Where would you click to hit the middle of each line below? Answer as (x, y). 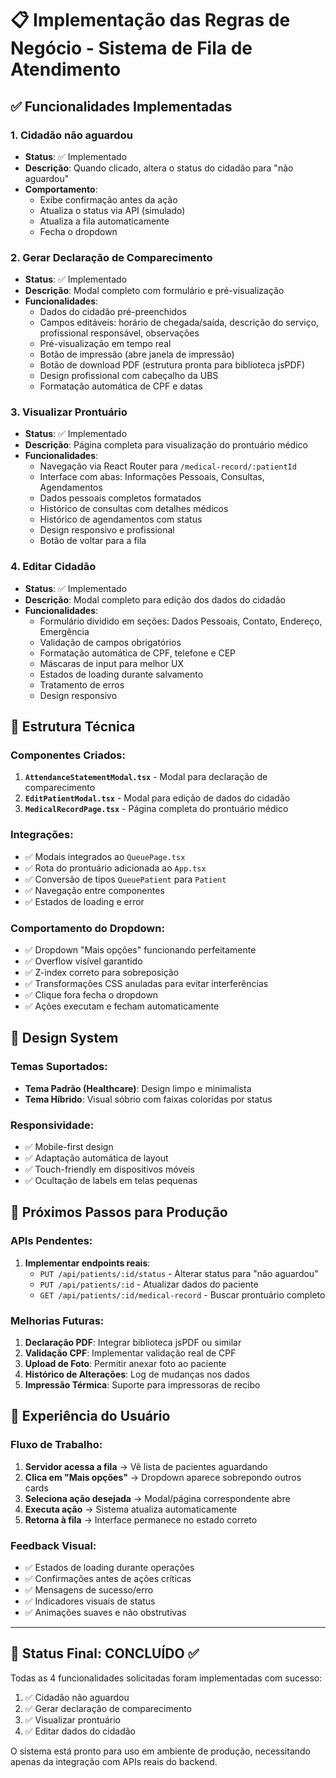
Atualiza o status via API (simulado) (112, 210)
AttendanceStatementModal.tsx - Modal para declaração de (146, 777)
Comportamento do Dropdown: (87, 928)
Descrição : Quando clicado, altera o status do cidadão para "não (159, 168)
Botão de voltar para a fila (93, 541)
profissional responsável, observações (119, 333)
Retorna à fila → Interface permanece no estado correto (141, 1519)
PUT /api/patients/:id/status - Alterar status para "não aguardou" (179, 1273)
